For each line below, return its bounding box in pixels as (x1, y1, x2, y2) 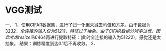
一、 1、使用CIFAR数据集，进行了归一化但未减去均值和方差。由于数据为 (5, 22, 151, 28)
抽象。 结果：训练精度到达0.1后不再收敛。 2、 (5, 40, 98, 46)
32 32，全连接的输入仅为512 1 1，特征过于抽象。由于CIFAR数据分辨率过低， (5, 28, 156, 34)
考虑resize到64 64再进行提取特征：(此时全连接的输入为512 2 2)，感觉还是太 (9, 34, 161, 40)
